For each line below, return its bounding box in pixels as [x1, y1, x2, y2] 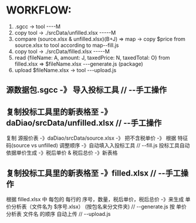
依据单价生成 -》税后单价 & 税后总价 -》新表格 [6, 149, 118, 156]
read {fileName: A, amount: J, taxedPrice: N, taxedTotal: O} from [14, 54, 170, 61]
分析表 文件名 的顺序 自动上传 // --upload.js [6, 210, 111, 217]
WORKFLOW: [6, 4, 72, 17]
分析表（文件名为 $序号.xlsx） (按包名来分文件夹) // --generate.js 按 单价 [11, 203, 187, 210]
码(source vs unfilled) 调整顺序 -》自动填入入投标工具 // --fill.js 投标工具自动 [6, 142, 190, 149]
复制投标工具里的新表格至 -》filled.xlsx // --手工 [6, 168, 181, 178]
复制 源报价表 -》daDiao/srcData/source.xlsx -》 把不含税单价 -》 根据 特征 [6, 134, 188, 141]
